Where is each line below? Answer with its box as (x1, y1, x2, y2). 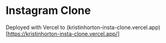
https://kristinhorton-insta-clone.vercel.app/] (7, 30, 120, 37)
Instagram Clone (5, 4, 91, 18)
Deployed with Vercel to (5, 24, 65, 31)
